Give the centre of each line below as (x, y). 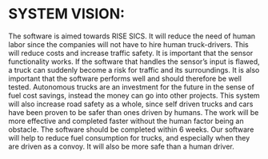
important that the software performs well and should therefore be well (125, 78)
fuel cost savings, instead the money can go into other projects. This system (134, 95)
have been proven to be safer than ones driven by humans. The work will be (134, 112)
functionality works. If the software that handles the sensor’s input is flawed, (134, 62)
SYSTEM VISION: (67, 14)
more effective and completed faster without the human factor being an (126, 121)
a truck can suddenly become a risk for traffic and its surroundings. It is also (134, 70)
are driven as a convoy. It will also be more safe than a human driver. (121, 146)
